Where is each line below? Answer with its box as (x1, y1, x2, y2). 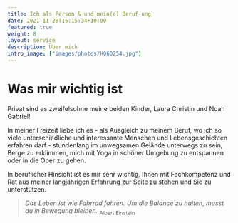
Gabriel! (7, 112, 31, 120)
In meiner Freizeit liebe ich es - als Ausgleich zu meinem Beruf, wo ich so (7, 125, 222, 134)
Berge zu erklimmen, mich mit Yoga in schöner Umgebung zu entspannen (7, 148, 224, 157)
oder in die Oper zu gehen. (7, 156, 87, 165)
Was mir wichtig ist (7, 81, 123, 97)
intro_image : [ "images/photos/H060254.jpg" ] (7, 51, 142, 58)
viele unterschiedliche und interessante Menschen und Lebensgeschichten (7, 133, 228, 142)
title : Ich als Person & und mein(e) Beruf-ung (7, 10, 152, 18)
